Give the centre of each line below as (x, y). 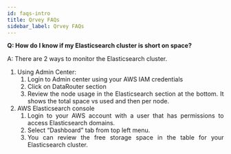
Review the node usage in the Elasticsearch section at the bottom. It (125, 94)
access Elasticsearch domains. (71, 123)
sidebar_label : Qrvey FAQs (46, 26)
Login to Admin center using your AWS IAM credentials (105, 79)
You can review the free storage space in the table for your (125, 138)
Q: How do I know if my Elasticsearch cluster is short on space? (100, 46)
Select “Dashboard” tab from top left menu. (89, 130)
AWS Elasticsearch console (56, 108)
